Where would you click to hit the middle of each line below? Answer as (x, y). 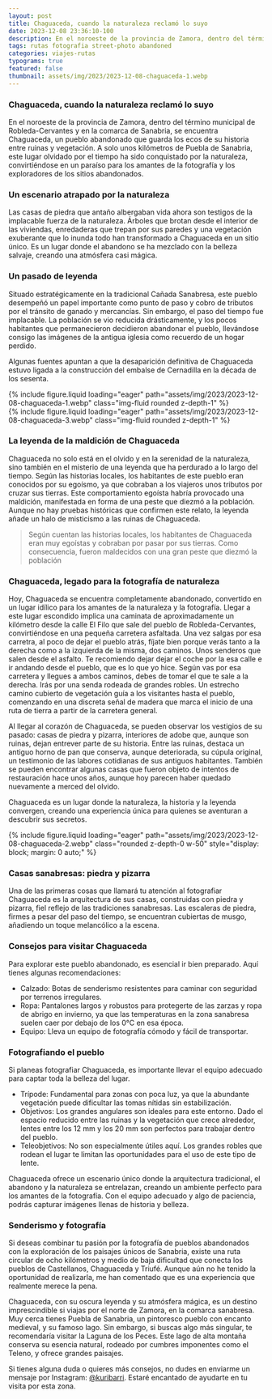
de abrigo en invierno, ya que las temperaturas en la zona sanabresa (134, 1014)
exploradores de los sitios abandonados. (76, 173)
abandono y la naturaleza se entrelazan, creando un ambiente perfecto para (135, 1187)
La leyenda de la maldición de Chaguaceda (94, 440)
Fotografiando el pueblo (57, 1052)
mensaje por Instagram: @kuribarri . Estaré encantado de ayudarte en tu (128, 1378)
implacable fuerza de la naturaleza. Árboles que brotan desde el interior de (134, 221)
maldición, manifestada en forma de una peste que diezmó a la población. (132, 501)
